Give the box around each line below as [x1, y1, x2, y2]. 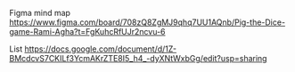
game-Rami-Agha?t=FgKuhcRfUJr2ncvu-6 [9, 27, 167, 36]
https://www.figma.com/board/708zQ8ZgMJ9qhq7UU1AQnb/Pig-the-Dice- [9, 17, 286, 28]
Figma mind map [9, 8, 71, 18]
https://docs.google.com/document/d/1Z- [24, 44, 176, 54]
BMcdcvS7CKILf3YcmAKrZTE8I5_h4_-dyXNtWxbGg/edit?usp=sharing [9, 53, 267, 63]
